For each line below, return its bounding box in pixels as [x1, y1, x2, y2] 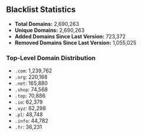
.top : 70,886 [14, 92, 46, 99]
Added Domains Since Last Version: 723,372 [14, 32, 126, 40]
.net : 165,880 [14, 79, 48, 87]
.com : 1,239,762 [14, 67, 52, 74]
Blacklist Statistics [6, 5, 76, 15]
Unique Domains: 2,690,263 [14, 26, 85, 34]
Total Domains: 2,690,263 [14, 20, 80, 27]
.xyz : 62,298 [14, 105, 46, 112]
